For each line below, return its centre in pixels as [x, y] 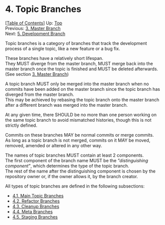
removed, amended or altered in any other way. [54, 145]
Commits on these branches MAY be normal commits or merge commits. [80, 135]
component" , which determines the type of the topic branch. [67, 166]
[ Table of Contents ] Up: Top [34, 23]
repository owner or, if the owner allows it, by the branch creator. [72, 176]
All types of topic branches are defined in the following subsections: [75, 186]
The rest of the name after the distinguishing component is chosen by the [80, 171]
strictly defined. [21, 125]
